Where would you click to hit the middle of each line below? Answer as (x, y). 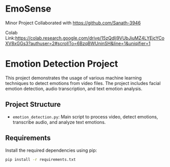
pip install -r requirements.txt (41, 159)
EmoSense (28, 9)
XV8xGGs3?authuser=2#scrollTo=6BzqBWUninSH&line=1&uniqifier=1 (78, 43)
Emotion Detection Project (62, 64)
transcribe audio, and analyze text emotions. (59, 122)
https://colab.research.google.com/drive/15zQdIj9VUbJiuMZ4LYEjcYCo (90, 38)
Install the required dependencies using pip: (51, 150)
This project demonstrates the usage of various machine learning (74, 78)
